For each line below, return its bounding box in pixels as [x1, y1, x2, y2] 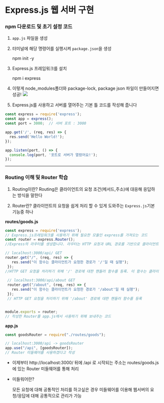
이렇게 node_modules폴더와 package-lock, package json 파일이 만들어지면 [12, 85, 159, 91]
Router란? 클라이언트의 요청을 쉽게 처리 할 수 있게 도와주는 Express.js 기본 [12, 202, 155, 208]
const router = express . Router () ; [5, 237, 76, 242]
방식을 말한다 [17, 192, 42, 198]
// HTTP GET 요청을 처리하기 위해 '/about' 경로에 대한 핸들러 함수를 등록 [7, 296, 143, 301]
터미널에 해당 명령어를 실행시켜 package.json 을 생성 [12, 46, 112, 51]
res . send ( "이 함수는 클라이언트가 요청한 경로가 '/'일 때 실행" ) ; [11, 259, 129, 265]
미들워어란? [12, 376, 35, 382]
